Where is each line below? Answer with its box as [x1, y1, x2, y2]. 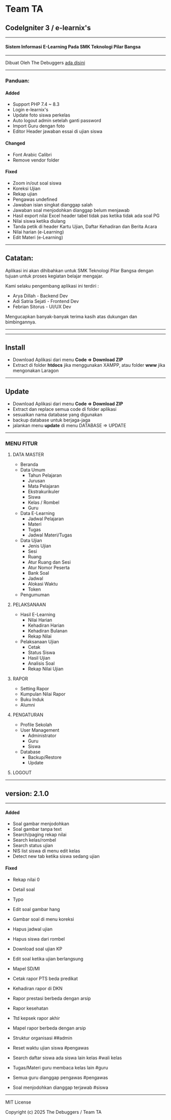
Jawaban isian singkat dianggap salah [12, 201, 93, 207]
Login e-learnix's [12, 107, 48, 113]
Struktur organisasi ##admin [12, 1035, 73, 1041]
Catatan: [5, 254, 34, 263]
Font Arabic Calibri [12, 151, 52, 157]
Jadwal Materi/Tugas [27, 532, 72, 538]
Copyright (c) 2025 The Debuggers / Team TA [5, 1109, 102, 1115]
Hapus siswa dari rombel [12, 936, 65, 942]
